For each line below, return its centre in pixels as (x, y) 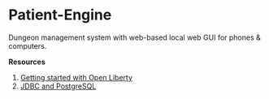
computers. (28, 45)
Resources (27, 62)
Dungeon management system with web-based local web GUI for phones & (135, 37)
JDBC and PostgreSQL (58, 86)
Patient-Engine (60, 15)
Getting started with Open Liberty (76, 77)
